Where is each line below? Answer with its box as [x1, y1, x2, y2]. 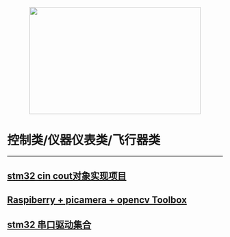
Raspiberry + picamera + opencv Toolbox [7, 194, 187, 205]
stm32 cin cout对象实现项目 [7, 171, 127, 182]
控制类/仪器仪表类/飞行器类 [7, 133, 161, 148]
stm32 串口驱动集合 [7, 219, 92, 231]
